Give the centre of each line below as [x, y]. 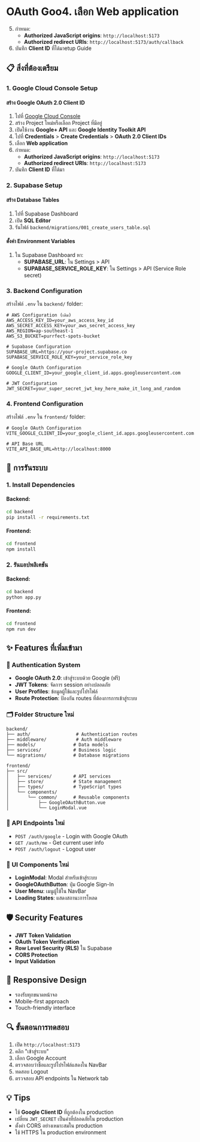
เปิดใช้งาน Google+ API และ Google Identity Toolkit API [80, 130]
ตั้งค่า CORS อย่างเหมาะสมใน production [59, 1126]
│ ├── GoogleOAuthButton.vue [56, 803]
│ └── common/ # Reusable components [68, 797]
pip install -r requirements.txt [48, 517]
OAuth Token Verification [47, 941]
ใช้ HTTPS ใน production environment [60, 1132]
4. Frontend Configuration [45, 404]
